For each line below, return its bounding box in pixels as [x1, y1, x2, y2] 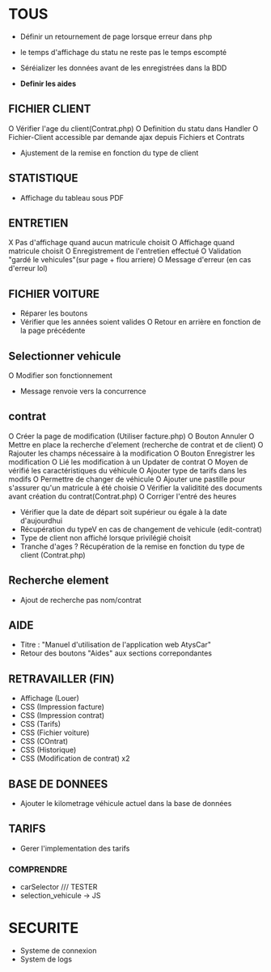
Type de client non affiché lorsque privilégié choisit [19, 533, 192, 542]
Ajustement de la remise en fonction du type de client [19, 147, 199, 158]
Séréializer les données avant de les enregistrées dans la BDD [19, 62, 227, 73]
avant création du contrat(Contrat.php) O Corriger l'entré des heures [8, 491, 237, 501]
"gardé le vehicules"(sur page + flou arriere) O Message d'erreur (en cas [8, 255, 252, 265]
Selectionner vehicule [8, 349, 121, 363]
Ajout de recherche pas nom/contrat [19, 595, 142, 605]
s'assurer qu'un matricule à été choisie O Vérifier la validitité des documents [8, 482, 263, 492]
